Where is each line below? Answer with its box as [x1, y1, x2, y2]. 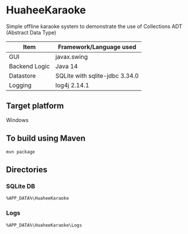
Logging [9, 81, 32, 89]
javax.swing [55, 53, 88, 61]
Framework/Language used [58, 43, 137, 51]
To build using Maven [6, 134, 86, 144]
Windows [6, 116, 29, 123]
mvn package [6, 149, 35, 155]
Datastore [9, 71, 36, 79]
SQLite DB [6, 182, 36, 190]
